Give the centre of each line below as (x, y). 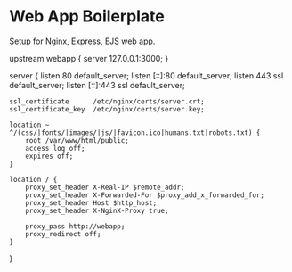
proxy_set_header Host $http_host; (91, 202)
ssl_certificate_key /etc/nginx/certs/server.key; (107, 109)
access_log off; (56, 148)
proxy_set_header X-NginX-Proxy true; (97, 210)
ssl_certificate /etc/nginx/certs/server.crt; (107, 101)
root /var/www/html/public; (77, 140)
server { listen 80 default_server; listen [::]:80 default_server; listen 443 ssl (146, 75)
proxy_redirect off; (63, 234)
